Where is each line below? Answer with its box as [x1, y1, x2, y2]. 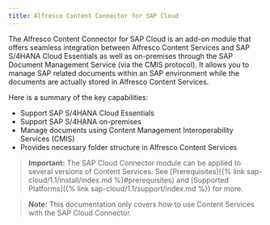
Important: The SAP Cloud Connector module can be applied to [27, 158, 241, 168]
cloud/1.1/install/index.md [27, 175, 112, 185]
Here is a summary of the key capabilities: [8, 92, 148, 102]
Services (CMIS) [19, 134, 75, 144]
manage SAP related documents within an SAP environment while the [8, 68, 240, 77]
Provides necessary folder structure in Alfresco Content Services [19, 142, 238, 152]
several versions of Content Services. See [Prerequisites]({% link [27, 166, 245, 176]
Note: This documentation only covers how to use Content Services [27, 199, 255, 209]
